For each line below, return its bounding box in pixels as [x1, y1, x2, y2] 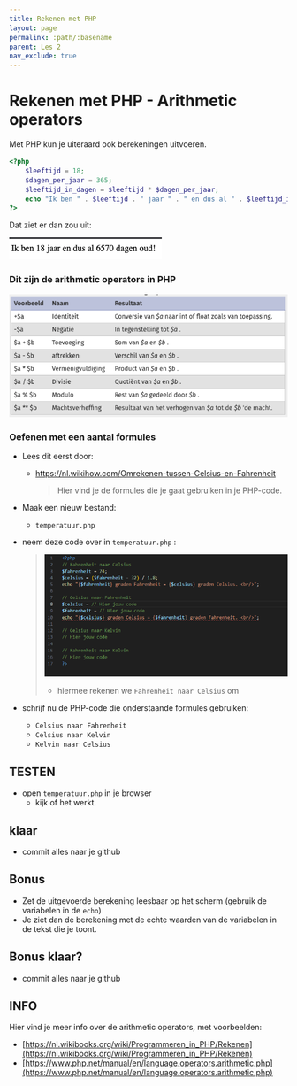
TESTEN [9, 764, 56, 779]
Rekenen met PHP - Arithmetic [9, 91, 238, 111]
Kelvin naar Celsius [34, 740, 111, 750]
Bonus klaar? [9, 950, 83, 965]
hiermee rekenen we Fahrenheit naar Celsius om [57, 686, 240, 697]
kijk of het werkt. [34, 797, 97, 808]
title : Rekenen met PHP [9, 14, 97, 23]
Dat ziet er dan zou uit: [9, 220, 92, 230]
